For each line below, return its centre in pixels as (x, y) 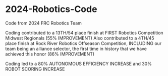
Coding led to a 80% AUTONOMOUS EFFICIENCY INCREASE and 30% (79, 63)
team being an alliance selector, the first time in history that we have (76, 48)
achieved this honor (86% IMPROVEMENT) (50, 54)
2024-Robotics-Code (51, 9)
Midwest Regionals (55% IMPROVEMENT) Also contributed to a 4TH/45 (80, 38)
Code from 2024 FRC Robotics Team (44, 23)
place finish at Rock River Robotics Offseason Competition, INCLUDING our (83, 43)
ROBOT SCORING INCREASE (35, 69)
